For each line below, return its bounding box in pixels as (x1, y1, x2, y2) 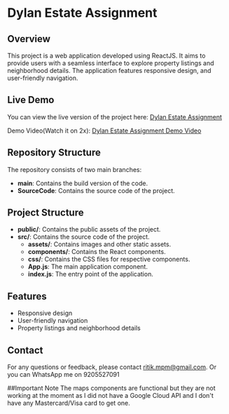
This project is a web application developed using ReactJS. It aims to (7, 51, 206, 60)
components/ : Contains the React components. (27, 248, 166, 256)
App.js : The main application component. (27, 262, 148, 271)
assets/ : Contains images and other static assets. (27, 240, 172, 248)
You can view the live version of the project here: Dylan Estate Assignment (7, 112, 223, 121)
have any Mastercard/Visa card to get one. (7, 399, 131, 408)
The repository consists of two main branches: (7, 165, 142, 173)
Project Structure (7, 207, 84, 219)
